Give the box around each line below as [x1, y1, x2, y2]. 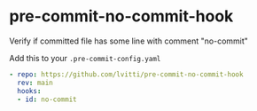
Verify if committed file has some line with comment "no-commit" [9, 36, 248, 46]
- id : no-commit [17, 95, 77, 104]
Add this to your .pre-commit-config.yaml [9, 52, 161, 63]
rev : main [17, 78, 53, 87]
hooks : [17, 86, 42, 95]
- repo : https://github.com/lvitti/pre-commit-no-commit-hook [9, 69, 244, 79]
